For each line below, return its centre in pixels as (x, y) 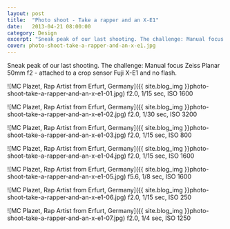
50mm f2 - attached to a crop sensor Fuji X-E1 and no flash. (92, 73)
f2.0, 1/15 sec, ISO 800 (160, 135)
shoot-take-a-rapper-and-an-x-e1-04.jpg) (67, 156)
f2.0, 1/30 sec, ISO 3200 (162, 114)
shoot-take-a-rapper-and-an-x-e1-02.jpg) (67, 114)
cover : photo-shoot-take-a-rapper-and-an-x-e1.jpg (82, 46)
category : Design (32, 33)
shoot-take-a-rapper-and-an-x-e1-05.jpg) (67, 176)
